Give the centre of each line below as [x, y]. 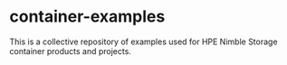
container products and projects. [70, 51]
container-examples [87, 17]
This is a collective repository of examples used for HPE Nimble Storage [143, 42]
